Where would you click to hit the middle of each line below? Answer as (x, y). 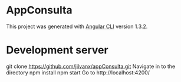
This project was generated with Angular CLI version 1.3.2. (77, 26)
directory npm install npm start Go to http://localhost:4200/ (78, 72)
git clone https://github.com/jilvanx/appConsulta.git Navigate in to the (91, 66)
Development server (57, 50)
